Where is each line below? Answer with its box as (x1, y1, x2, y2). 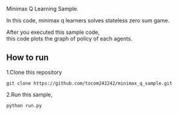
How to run (6, 53, 49, 63)
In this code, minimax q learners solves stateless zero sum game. (6, 17, 170, 24)
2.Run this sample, (6, 91, 53, 98)
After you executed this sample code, (6, 28, 100, 36)
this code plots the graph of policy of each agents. (6, 35, 132, 42)
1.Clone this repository (6, 68, 63, 76)
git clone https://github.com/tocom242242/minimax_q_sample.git (6, 80, 173, 87)
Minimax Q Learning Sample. (6, 5, 79, 12)
